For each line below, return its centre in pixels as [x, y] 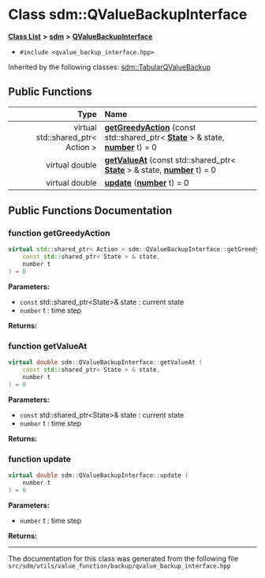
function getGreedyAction [59, 233]
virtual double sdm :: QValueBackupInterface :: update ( [99, 475]
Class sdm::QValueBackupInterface [128, 15]
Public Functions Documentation [90, 211]
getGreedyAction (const [150, 127]
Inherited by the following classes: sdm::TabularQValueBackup [110, 67]
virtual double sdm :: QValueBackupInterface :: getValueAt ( [105, 362]
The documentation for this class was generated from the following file [123, 558]
